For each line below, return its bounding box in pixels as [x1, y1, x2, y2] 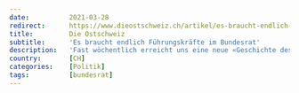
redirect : [9, 21, 46, 30]
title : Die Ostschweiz [9, 29, 125, 38]
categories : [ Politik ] [9, 63, 105, 72]
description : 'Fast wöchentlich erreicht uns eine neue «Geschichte [9, 46, 277, 55]
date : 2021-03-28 [9, 12, 109, 22]
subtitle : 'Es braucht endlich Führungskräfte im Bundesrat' [9, 37, 261, 47]
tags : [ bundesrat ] [9, 71, 114, 80]
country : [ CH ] [9, 54, 86, 63]
